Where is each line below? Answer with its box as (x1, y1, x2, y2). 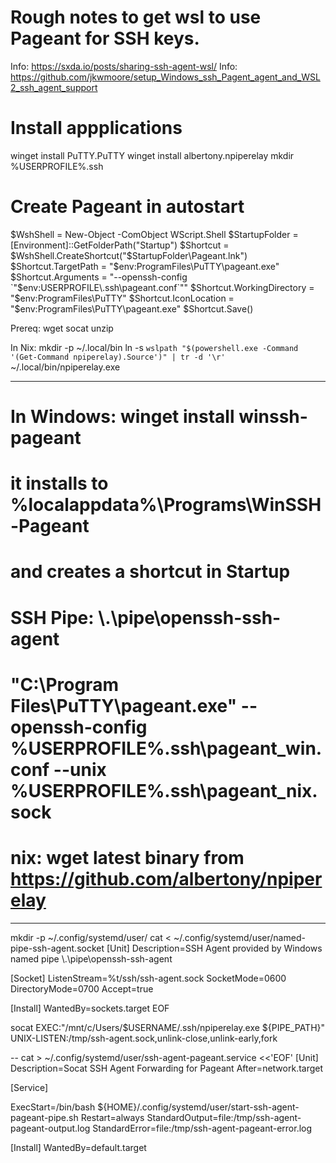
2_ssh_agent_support (10, 81, 98, 93)
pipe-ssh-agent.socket (10, 942, 105, 954)
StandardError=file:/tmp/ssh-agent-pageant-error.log (92, 1122, 313, 1134)
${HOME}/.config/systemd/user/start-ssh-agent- (97, 1101, 300, 1113)
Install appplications (10, 117, 183, 140)
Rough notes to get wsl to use (10, 6, 262, 29)
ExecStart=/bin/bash (10, 1101, 96, 1113)
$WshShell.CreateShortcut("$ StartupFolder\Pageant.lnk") (10, 249, 248, 261)
